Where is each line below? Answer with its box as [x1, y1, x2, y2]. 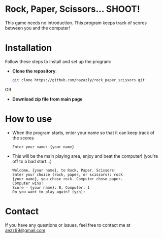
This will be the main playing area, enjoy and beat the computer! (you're [12, 153, 159, 159]
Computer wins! [12, 181, 44, 186]
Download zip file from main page [12, 96, 83, 102]
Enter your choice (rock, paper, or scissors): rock [12, 172, 123, 177]
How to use [5, 113, 52, 124]
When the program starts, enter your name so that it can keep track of [12, 130, 155, 136]
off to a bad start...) [12, 158, 52, 164]
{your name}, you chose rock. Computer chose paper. [12, 176, 123, 181]
